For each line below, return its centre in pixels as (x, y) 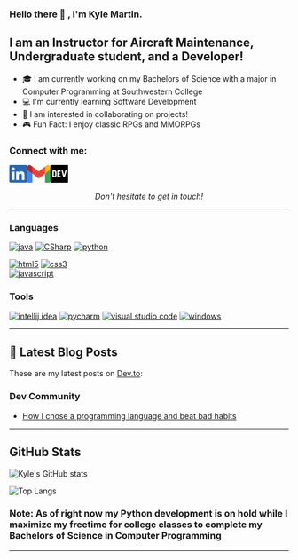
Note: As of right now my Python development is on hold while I (149, 514)
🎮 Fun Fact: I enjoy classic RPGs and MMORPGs (111, 124)
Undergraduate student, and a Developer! (126, 57)
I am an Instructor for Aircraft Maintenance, (132, 43)
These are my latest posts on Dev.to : (76, 374)
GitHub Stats (45, 452)
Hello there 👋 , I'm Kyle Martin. (76, 14)
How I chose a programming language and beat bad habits (129, 415)
